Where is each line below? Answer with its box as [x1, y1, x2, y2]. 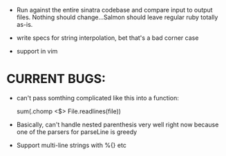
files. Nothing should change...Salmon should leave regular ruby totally [16, 13, 218, 21]
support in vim [16, 47, 58, 55]
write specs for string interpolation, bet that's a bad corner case [16, 34, 199, 42]
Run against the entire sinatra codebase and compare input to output [16, 6, 213, 14]
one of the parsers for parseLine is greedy [16, 127, 138, 136]
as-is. [16, 21, 33, 28]
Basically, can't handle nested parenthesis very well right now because [16, 120, 219, 129]
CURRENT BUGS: [6, 71, 106, 87]
